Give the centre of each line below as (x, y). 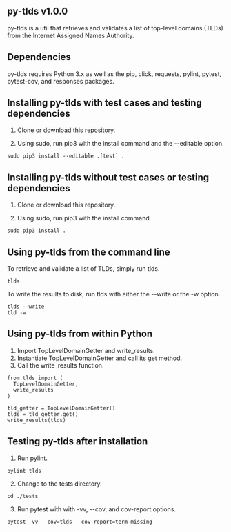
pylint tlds (24, 471)
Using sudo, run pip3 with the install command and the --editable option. (120, 144)
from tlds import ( (35, 378)
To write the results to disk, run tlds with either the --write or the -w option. (114, 294)
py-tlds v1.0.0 (38, 11)
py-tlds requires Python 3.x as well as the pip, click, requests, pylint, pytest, (114, 74)
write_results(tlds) (37, 420)
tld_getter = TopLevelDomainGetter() (61, 408)
